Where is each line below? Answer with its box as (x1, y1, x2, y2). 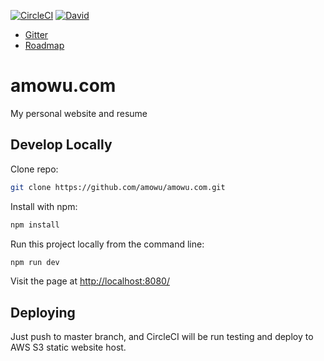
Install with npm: (10, 200, 78, 212)
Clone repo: (10, 163, 59, 175)
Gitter (24, 29, 49, 40)
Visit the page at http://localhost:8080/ (10, 275, 170, 287)
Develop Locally (10, 136, 113, 154)
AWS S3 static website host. (10, 341, 127, 354)
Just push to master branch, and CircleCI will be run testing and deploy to (10, 331, 314, 343)
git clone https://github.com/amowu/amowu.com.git (10, 182, 226, 192)
